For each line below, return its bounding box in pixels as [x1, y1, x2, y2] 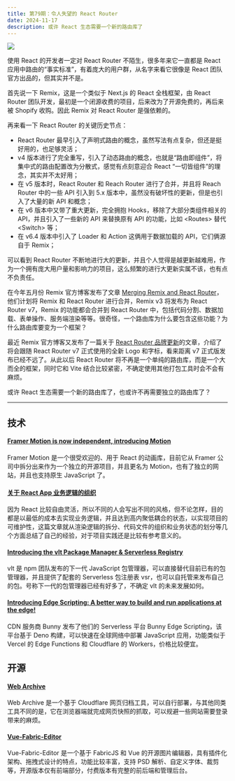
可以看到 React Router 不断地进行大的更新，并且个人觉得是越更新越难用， [7, 256, 220, 265]
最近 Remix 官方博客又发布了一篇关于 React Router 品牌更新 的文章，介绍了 [7, 338, 222, 346]
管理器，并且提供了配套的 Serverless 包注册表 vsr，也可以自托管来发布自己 [7, 573, 224, 582]
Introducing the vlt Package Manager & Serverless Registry [7, 547, 183, 556]
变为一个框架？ [43, 323, 87, 332]
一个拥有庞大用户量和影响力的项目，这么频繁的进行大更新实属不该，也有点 [13, 265, 228, 273]
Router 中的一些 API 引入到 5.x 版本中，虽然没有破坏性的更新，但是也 [17, 188, 217, 197]
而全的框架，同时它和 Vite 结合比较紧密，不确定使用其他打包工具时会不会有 [7, 365, 225, 373]
